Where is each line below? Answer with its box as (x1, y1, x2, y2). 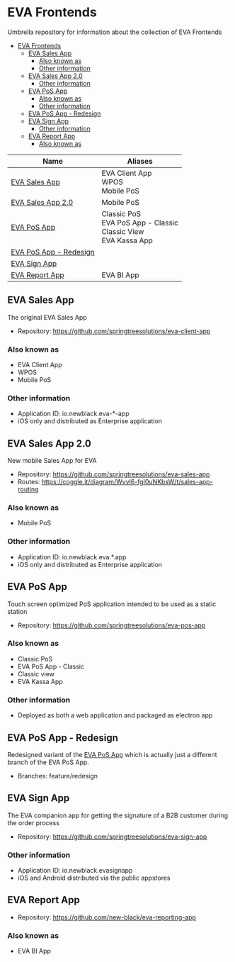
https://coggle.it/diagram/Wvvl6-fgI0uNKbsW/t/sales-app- (41, 478, 214, 486)
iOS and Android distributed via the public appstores (17, 873, 171, 883)
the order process (7, 818, 60, 827)
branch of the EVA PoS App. (7, 758, 90, 766)
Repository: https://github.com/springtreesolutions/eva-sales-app (17, 470, 210, 479)
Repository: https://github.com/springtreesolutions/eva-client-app (17, 327, 211, 335)
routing (17, 485, 39, 493)
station (7, 607, 28, 615)
